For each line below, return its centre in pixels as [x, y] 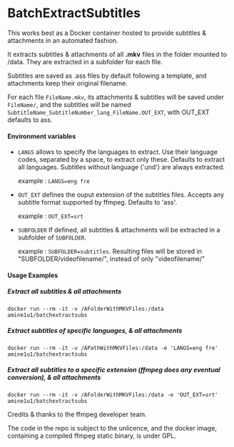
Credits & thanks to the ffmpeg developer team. [77, 414]
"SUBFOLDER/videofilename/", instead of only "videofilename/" [111, 259]
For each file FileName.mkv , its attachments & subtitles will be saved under [116, 97]
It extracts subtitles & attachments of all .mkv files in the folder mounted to [117, 54]
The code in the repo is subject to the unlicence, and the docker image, [112, 428]
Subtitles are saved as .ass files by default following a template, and [107, 76]
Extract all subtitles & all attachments [65, 292]
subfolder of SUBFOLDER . [52, 237]
